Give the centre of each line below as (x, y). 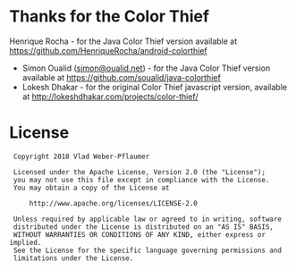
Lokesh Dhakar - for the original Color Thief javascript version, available (155, 87)
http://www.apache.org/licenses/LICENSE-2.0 (114, 203)
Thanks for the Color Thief (110, 17)
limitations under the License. (73, 258)
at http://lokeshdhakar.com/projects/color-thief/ (110, 97)
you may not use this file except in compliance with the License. (141, 180)
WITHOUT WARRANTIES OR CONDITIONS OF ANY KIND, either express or (140, 234)
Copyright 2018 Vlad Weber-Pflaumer (81, 156)
